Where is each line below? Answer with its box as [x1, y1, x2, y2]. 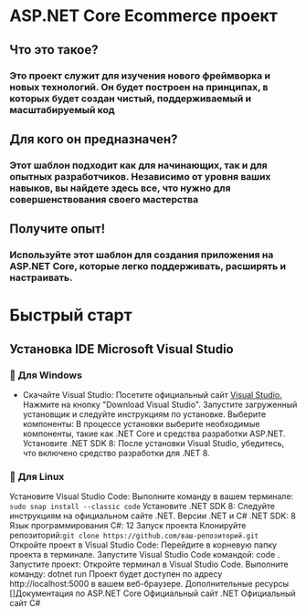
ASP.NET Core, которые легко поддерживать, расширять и [9, 260, 286, 273]
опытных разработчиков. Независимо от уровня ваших [9, 170, 271, 183]
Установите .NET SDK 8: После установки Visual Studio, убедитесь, [22, 438, 285, 448]
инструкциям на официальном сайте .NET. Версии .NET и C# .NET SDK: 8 [9, 510, 297, 521]
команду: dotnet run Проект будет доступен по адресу [9, 569, 223, 579]
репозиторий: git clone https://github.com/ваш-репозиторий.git [9, 530, 259, 541]
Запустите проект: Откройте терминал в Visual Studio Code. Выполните [9, 559, 290, 570]
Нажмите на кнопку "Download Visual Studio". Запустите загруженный [22, 399, 298, 410]
